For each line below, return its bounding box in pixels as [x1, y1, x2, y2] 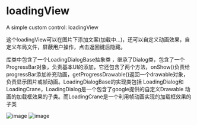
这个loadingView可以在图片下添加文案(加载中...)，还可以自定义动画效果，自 [6, 36, 190, 43]
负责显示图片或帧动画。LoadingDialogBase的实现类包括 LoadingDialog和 [6, 78, 184, 85]
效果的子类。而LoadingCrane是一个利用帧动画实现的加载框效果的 [31, 93, 192, 100]
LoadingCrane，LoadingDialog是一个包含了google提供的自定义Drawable [6, 85, 184, 92]
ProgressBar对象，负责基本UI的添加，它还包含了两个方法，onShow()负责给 [6, 63, 190, 70]
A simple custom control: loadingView [6, 24, 99, 31]
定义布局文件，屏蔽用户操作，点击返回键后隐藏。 [6, 43, 126, 50]
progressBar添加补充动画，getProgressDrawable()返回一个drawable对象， [6, 70, 189, 78]
